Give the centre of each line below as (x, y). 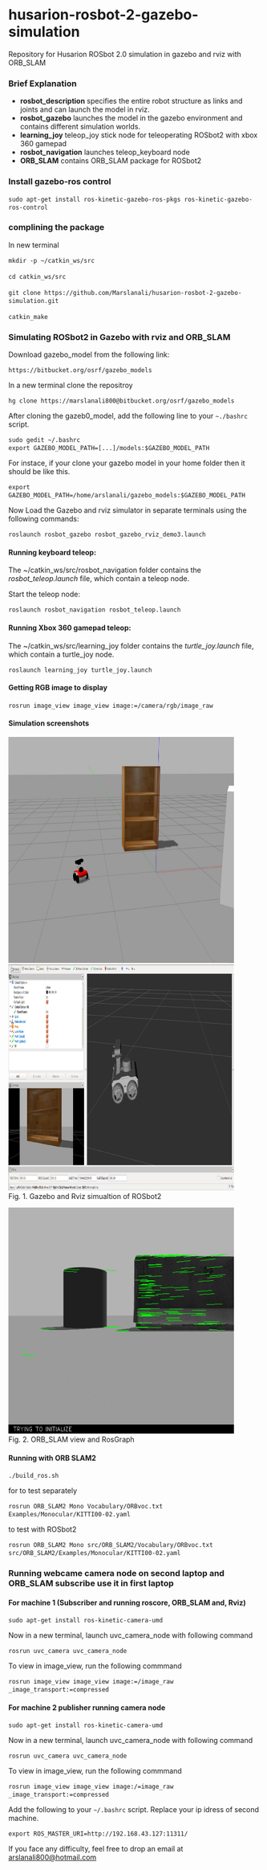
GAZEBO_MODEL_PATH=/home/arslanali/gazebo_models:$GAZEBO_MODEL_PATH (127, 496)
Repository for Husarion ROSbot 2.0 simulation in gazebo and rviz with (125, 54)
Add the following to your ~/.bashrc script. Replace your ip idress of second (133, 1810)
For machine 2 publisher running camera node (87, 1707)
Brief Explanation (43, 84)
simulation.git (34, 301)
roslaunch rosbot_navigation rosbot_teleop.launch (95, 610)
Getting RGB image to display (58, 688)
